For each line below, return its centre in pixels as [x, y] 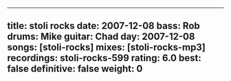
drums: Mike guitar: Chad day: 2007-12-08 [101, 37]
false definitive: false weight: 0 [75, 69]
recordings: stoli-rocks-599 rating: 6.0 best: [104, 58]
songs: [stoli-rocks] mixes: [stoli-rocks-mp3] [107, 48]
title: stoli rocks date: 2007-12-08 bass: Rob [104, 26]
